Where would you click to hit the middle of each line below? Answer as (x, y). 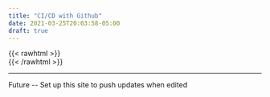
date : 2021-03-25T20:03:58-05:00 (64, 23)
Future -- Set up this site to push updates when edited (98, 85)
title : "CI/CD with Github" (55, 16)
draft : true (28, 30)
